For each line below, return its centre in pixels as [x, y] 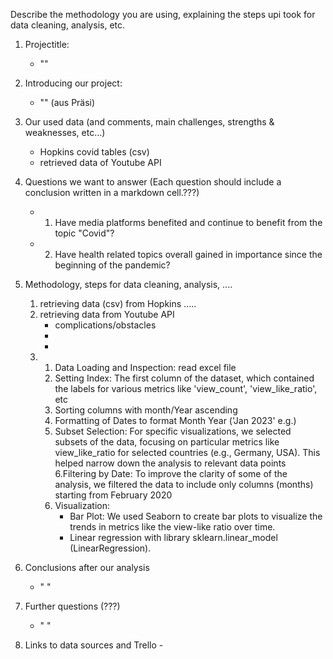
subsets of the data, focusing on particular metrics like [167, 442]
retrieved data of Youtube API [100, 162]
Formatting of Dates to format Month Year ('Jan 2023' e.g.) [175, 420]
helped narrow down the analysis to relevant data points [170, 463]
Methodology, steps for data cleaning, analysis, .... [128, 284]
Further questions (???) [72, 606]
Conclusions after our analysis [87, 567]
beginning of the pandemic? [112, 265]
